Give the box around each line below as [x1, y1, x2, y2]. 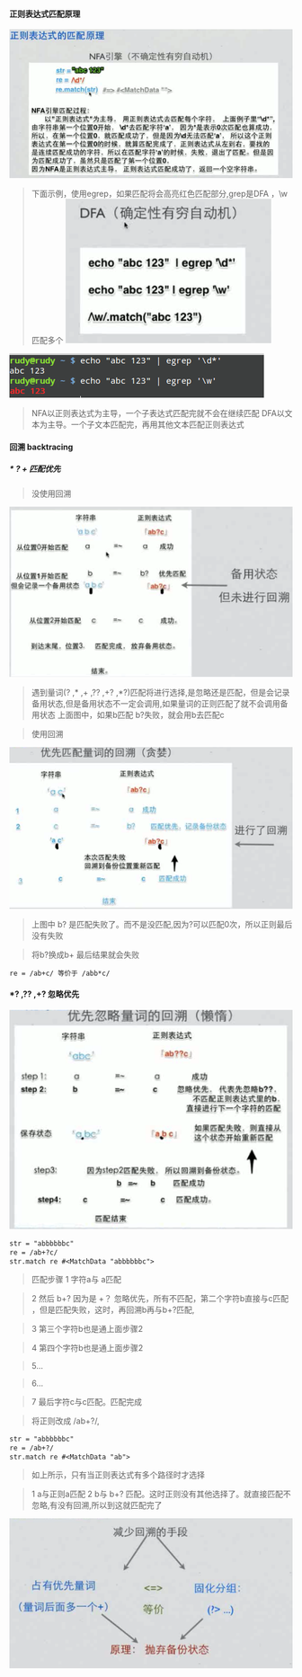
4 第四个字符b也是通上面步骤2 [31, 1343, 144, 1353]
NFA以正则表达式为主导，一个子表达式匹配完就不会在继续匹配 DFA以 [31, 408, 285, 419]
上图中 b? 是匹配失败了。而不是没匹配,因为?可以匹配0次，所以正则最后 [31, 918, 293, 929]
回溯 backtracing [9, 441, 74, 452]
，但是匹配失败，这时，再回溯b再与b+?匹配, [31, 1304, 195, 1316]
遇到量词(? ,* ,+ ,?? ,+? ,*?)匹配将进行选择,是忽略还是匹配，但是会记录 [31, 688, 290, 698]
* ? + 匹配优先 [9, 464, 61, 475]
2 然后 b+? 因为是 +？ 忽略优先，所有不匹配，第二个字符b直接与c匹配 [31, 1293, 289, 1304]
